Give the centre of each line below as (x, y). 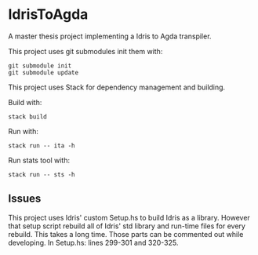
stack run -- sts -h (42, 174)
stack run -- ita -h (42, 146)
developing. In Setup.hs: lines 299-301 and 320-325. (93, 242)
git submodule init (40, 66)
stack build (27, 117)
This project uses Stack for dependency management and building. (117, 87)
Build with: (25, 102)
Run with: (24, 131)
